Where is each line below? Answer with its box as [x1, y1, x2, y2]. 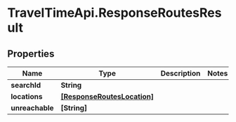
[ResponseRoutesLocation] [60, 92, 155, 101]
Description [160, 69, 201, 78]
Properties [7, 48, 55, 60]
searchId [11, 81, 41, 90]
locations [11, 92, 43, 101]
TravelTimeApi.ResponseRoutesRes [7, 5, 222, 21]
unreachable [11, 103, 54, 113]
